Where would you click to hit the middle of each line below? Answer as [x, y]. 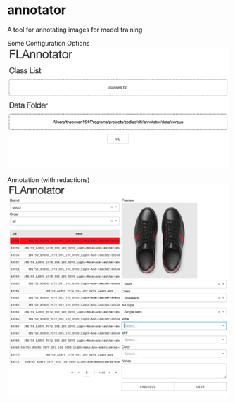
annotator [37, 10]
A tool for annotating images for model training [75, 30]
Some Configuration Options [49, 43]
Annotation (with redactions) [49, 180]
